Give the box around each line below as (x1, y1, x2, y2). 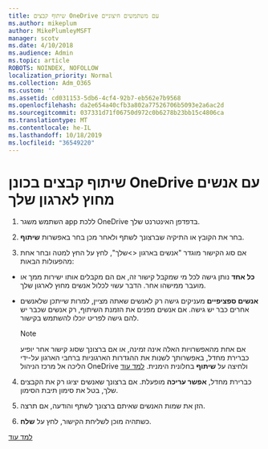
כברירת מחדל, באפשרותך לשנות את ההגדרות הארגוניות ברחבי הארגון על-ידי (19, 353, 250, 362)
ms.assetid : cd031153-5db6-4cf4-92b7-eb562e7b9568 (8, 94, 181, 102)
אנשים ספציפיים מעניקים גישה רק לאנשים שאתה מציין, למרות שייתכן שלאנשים (19, 296, 259, 306)
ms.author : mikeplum (8, 19, 78, 27)
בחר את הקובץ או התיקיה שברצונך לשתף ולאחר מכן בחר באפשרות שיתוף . (19, 232, 245, 242)
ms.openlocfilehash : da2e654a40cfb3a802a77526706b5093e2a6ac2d (8, 101, 225, 109)
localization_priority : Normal (8, 71, 113, 80)
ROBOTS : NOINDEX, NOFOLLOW (8, 64, 99, 72)
